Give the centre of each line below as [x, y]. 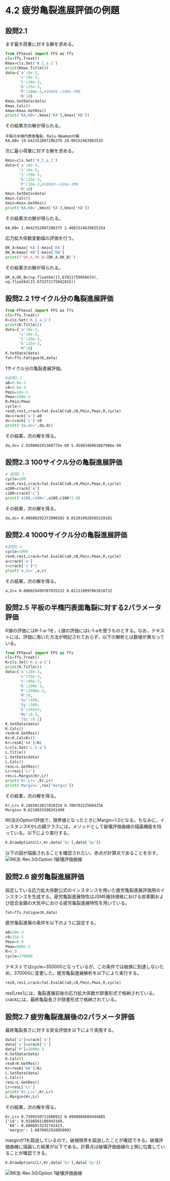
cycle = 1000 [17, 552]
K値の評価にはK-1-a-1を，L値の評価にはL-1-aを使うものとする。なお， [78, 631]
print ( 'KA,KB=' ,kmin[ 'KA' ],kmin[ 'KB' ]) [47, 208]
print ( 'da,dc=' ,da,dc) [29, 425]
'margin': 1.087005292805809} [39, 1130]
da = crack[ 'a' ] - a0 [24, 416]
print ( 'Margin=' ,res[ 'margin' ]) [39, 785]
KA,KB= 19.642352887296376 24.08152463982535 [54, 141]
